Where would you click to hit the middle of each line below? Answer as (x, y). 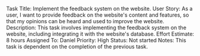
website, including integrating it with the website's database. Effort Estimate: (100, 34)
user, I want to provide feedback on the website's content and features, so (98, 15)
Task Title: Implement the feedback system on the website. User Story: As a (99, 9)
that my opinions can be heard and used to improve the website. (85, 21)
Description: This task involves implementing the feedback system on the (96, 27)
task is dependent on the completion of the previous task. (77, 46)
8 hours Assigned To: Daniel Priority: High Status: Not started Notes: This (96, 40)
